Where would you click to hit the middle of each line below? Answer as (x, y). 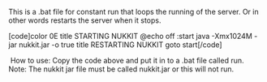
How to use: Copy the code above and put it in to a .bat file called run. (127, 60)
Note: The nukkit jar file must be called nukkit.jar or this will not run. (121, 69)
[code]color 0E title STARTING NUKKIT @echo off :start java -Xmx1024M (131, 36)
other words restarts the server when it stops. (85, 20)
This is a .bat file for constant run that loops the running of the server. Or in (133, 12)
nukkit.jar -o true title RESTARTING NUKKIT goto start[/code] (121, 45)
